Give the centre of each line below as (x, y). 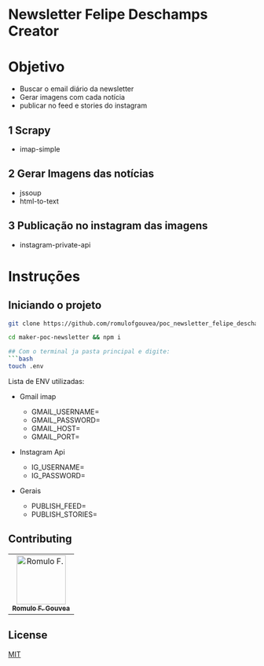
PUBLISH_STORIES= (64, 514)
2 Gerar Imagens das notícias (81, 174)
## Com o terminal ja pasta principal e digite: (89, 352)
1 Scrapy (29, 130)
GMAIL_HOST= (56, 428)
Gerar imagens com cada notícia (72, 97)
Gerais (30, 490)
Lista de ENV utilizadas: (46, 381)
